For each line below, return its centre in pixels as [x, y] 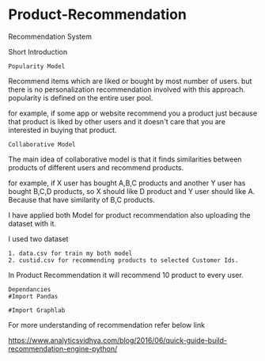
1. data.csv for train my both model [70, 253]
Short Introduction [38, 51]
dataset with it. [32, 223]
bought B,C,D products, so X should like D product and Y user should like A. [132, 191]
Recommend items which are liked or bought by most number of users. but [130, 81]
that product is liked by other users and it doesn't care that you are [117, 121]
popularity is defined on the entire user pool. [81, 97]
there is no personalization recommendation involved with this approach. [127, 89]
